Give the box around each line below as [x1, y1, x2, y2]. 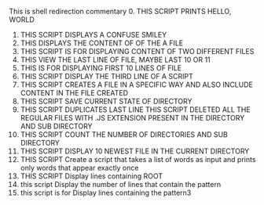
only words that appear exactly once [20, 164, 139, 172]
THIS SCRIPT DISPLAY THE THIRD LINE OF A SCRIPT [20, 72, 193, 81]
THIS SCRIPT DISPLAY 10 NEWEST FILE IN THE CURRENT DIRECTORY [20, 146, 250, 156]
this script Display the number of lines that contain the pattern [20, 180, 222, 189]
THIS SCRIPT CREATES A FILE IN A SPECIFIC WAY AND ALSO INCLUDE [20, 80, 254, 89]
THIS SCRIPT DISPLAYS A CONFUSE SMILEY [20, 31, 167, 39]
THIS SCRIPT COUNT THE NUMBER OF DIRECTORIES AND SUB [20, 130, 229, 139]
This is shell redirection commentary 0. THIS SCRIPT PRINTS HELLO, [9, 7, 232, 16]
